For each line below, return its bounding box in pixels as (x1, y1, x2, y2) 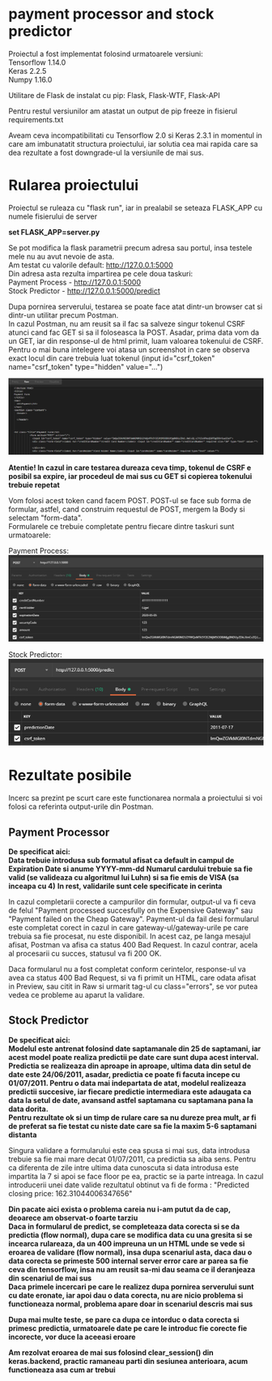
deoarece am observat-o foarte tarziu (8, 1212, 138, 1222)
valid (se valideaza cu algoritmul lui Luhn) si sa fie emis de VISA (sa (8, 873, 240, 883)
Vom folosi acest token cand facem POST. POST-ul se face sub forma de (8, 495, 252, 505)
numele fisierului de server (8, 212, 98, 221)
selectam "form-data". (8, 512, 83, 523)
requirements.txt (8, 114, 64, 124)
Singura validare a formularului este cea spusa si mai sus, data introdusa (8, 1145, 250, 1155)
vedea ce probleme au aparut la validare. (8, 990, 145, 1000)
